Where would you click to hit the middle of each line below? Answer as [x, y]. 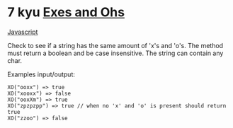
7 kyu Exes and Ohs [66, 12]
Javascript [23, 32]
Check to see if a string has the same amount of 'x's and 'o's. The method [115, 45]
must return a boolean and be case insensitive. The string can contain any [115, 53]
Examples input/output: [41, 74]
